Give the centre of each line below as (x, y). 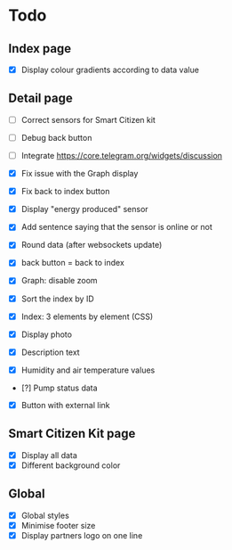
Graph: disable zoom (60, 281)
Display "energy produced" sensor (84, 209)
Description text (51, 352)
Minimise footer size (58, 525)
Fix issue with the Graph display (80, 174)
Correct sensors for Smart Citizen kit (88, 119)
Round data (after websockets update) (92, 245)
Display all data (49, 455)
